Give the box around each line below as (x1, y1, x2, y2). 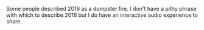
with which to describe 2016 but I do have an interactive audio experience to (6, 11, 198, 19)
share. (6, 18, 23, 25)
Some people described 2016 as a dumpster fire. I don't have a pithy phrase (6, 5, 197, 12)
